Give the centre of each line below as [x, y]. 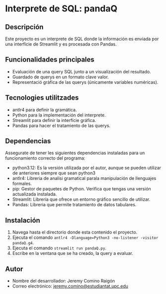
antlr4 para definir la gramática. [45, 110]
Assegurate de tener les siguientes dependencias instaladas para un [75, 153]
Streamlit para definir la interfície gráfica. [54, 120]
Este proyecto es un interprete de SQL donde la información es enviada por [82, 39]
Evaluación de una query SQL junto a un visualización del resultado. [82, 71]
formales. [22, 183]
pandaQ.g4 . [23, 243]
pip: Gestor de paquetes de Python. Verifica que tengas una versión [82, 189]
